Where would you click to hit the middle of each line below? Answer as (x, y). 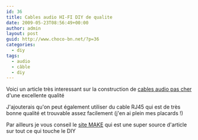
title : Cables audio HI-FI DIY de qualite (59, 17)
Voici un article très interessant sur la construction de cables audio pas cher (99, 89)
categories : (21, 45)
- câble (21, 67)
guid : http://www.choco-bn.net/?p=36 (53, 39)
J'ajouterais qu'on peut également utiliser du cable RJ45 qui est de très (93, 107)
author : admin (24, 28)
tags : (13, 56)
